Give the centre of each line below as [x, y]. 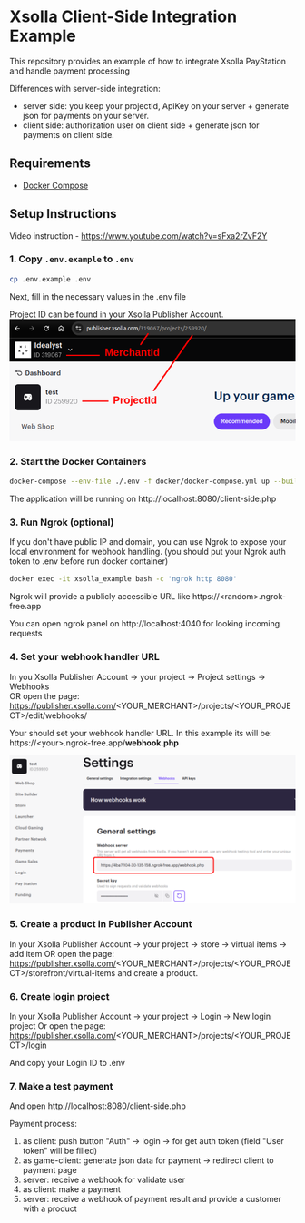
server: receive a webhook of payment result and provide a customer [152, 1199]
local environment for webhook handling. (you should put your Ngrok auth [148, 552]
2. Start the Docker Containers [78, 461]
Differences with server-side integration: [85, 88]
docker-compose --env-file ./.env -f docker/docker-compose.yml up [140, 482]
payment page [49, 1170]
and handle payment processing [69, 71]
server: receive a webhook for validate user [104, 1180]
